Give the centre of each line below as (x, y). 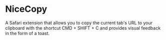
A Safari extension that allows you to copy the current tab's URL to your (79, 23)
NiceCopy (26, 9)
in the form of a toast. (27, 33)
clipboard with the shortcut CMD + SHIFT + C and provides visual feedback (83, 28)
